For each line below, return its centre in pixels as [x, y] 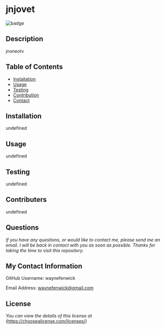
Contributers [26, 200]
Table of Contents [34, 67]
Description [24, 39]
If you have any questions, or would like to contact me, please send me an [83, 240]
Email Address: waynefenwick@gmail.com [50, 288]
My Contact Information [44, 266]
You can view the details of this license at [49, 316]
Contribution [26, 95]
